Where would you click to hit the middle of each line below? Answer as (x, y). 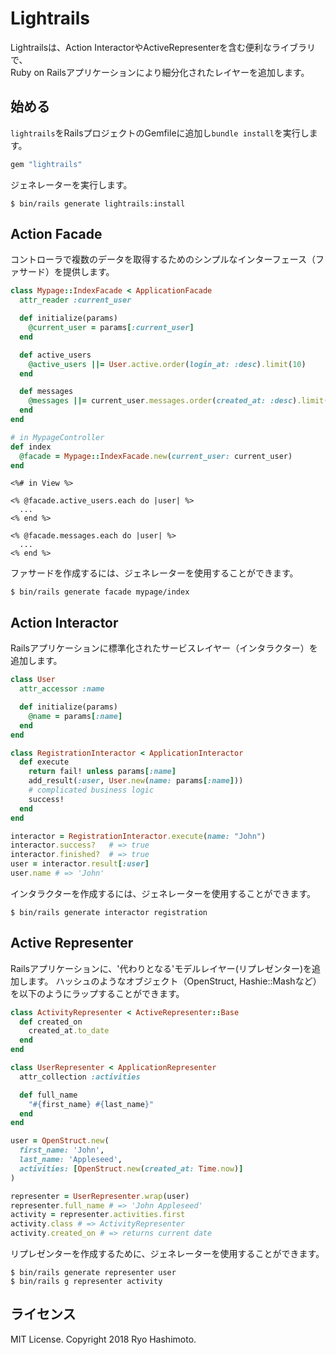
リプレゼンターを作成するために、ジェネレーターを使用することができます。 (167, 1254)
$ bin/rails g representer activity (86, 1282)
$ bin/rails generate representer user (93, 1273)
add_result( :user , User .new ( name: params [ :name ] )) (136, 781)
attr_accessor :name (62, 689)
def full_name (48, 1095)
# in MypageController (57, 437)
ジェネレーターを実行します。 (71, 184)
